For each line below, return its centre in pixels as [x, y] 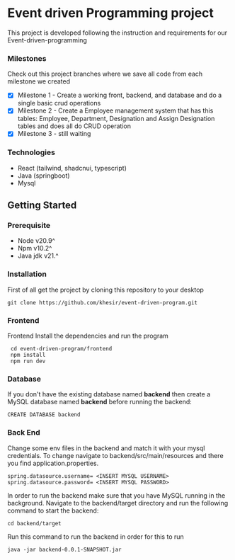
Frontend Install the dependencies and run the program [88, 336]
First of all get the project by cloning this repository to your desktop [105, 290]
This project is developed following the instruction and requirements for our [117, 33]
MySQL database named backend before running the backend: [100, 402]
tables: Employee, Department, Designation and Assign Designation [116, 119]
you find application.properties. [53, 463]
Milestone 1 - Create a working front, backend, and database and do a [120, 95]
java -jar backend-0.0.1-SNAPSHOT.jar [64, 549]
